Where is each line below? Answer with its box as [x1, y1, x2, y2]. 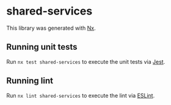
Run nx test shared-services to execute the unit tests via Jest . [6, 58, 166, 65]
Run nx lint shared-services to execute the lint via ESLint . [6, 92, 155, 99]
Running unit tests [6, 42, 78, 52]
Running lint [6, 76, 54, 86]
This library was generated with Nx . [6, 24, 96, 32]
